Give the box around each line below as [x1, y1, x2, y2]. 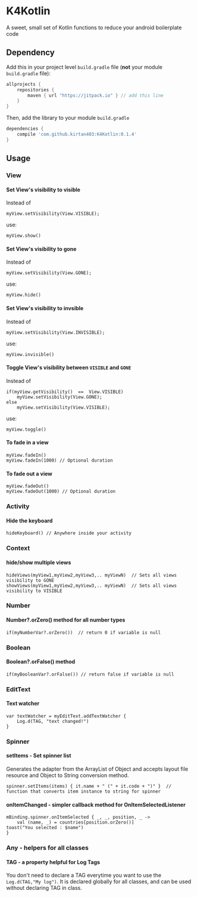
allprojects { [6, 81, 42, 87]
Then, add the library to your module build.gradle [6, 115, 130, 122]
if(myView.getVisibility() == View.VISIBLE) [6, 389, 124, 395]
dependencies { [6, 126, 44, 132]
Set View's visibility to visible [6, 186, 80, 193]
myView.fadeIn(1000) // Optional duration [6, 457, 113, 463]
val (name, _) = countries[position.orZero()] [17, 819, 135, 825]
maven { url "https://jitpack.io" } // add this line [27, 92, 164, 98]
